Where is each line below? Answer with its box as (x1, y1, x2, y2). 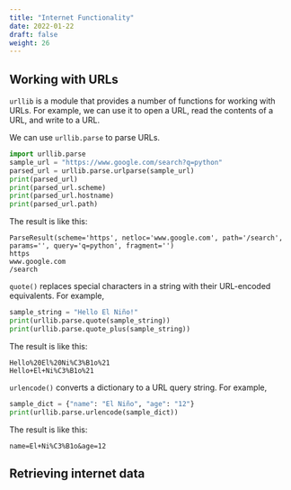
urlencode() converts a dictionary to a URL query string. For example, (9, 382, 268, 393)
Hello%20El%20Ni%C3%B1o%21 (9, 358, 110, 367)
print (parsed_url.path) (9, 200, 99, 209)
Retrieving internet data (9, 466, 145, 481)
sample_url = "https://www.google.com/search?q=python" (9, 158, 223, 167)
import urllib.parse (9, 150, 87, 159)
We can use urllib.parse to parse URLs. (9, 132, 160, 143)
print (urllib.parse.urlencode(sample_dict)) (9, 407, 179, 417)
